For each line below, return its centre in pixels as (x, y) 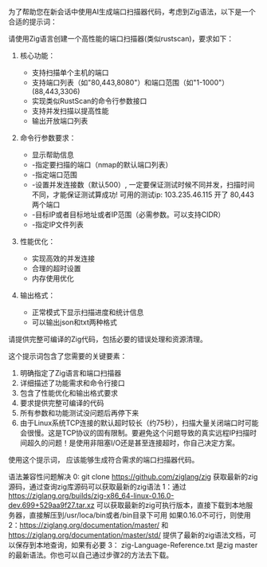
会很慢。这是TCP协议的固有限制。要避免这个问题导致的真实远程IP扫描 (135, 433)
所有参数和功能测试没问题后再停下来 (79, 413)
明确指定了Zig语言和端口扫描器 (71, 373)
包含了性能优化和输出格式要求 (69, 393)
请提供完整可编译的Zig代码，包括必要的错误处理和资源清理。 (108, 339)
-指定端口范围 (55, 175)
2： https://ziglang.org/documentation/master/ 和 (88, 525)
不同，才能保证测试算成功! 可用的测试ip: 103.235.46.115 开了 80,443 (143, 195)
